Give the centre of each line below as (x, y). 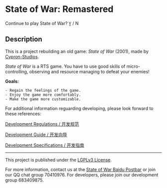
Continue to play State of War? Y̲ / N (42, 23)
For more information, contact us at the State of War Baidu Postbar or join (80, 169)
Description (24, 39)
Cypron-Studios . (22, 56)
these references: (23, 114)
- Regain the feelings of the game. (43, 90)
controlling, (17, 71)
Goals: (12, 81)
